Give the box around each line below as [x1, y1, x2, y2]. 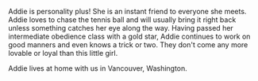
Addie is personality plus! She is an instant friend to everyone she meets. [8, 7, 247, 16]
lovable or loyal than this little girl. [8, 49, 118, 57]
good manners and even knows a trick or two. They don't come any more [8, 40, 248, 50]
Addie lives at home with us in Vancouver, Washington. [8, 64, 188, 73]
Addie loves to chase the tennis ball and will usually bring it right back [8, 15, 237, 24]
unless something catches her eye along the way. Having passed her [8, 24, 234, 32]
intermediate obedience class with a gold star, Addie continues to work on [8, 31, 251, 41]
